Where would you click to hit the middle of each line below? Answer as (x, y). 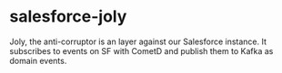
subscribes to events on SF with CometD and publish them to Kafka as (141, 50)
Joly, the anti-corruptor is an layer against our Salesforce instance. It (138, 41)
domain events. (38, 60)
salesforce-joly (68, 17)
